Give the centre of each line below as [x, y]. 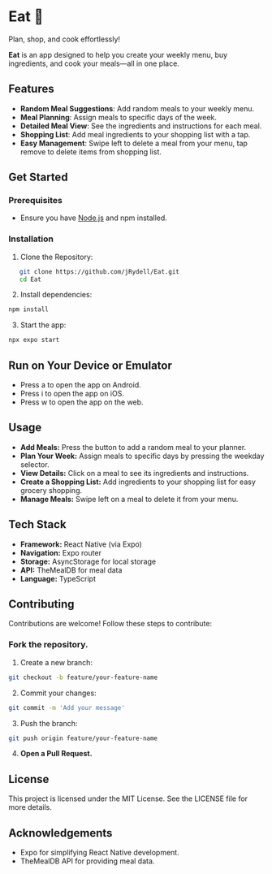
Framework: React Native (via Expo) [81, 544]
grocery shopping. [51, 490]
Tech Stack [37, 524]
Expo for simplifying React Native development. [100, 853]
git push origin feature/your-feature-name [83, 738]
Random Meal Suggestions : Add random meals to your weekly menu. [137, 108]
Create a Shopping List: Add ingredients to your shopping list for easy [138, 482]
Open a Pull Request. [56, 754]
